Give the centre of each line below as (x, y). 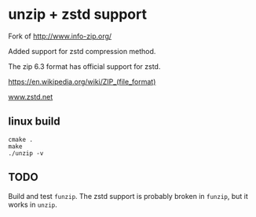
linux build (34, 122)
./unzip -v (26, 153)
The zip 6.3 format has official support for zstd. (84, 66)
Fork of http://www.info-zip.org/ (60, 36)
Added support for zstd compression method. (82, 51)
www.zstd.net (31, 96)
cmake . (21, 139)
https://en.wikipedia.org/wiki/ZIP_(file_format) (82, 81)
